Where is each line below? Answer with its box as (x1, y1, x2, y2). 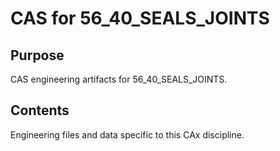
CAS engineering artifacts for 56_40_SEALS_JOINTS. (10, 73, 228, 85)
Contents (10, 102, 70, 119)
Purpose (10, 47, 65, 64)
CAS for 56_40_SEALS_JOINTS (10, 7, 270, 30)
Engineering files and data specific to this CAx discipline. (10, 128, 245, 141)
